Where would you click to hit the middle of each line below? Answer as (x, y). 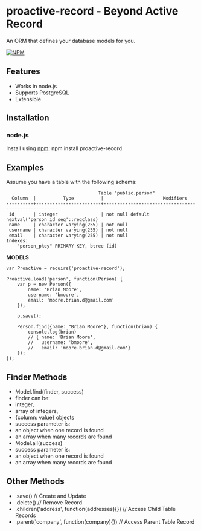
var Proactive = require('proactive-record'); (66, 269)
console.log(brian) (53, 332)
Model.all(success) (39, 443)
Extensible (28, 99)
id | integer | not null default (79, 214)
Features (23, 72)
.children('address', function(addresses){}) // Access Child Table (95, 509)
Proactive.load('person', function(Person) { (64, 279)
